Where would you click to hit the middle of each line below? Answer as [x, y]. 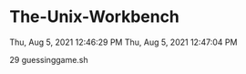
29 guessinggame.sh [49, 59]
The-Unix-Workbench [95, 17]
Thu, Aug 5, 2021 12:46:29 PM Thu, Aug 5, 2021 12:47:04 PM [123, 42]
